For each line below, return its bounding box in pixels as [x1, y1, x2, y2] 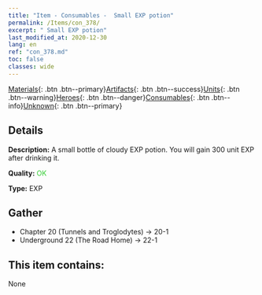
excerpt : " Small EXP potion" [8, 26, 108, 34]
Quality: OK [8, 168, 47, 178]
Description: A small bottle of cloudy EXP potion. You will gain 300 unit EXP [8, 145, 254, 154]
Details [8, 124, 43, 138]
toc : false [8, 56, 44, 64]
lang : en [8, 41, 37, 49]
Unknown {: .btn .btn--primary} [23, 101, 123, 110]
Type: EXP [8, 183, 43, 193]
